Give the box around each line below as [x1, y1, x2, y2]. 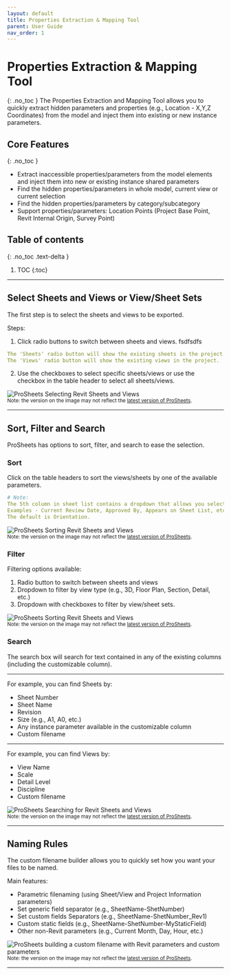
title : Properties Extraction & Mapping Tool [7, 17, 140, 23]
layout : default [7, 10, 54, 17]
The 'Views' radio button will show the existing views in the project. [7, 356, 220, 364]
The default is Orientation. [7, 514, 91, 521]
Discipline [16, 785, 45, 793]
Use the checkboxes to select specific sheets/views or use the [16, 370, 195, 378]
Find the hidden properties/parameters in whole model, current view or [16, 185, 219, 193]
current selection [16, 192, 66, 200]
